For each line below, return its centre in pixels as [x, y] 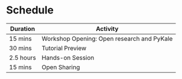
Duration [22, 29]
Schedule [30, 10]
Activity [107, 29]
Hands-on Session [68, 57]
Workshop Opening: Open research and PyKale [107, 39]
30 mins [20, 48]
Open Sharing [61, 67]
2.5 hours [23, 57]
